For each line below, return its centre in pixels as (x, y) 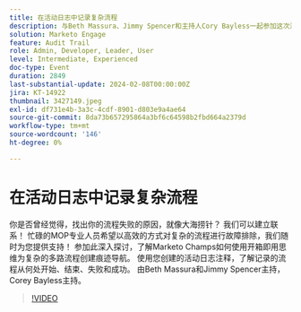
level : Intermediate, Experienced (74, 59)
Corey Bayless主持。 (48, 280)
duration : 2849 (38, 76)
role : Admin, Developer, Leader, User (82, 51)
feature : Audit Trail (50, 43)
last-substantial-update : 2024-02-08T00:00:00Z (100, 84)
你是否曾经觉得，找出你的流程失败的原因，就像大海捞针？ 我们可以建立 (140, 224)
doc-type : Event (39, 68)
